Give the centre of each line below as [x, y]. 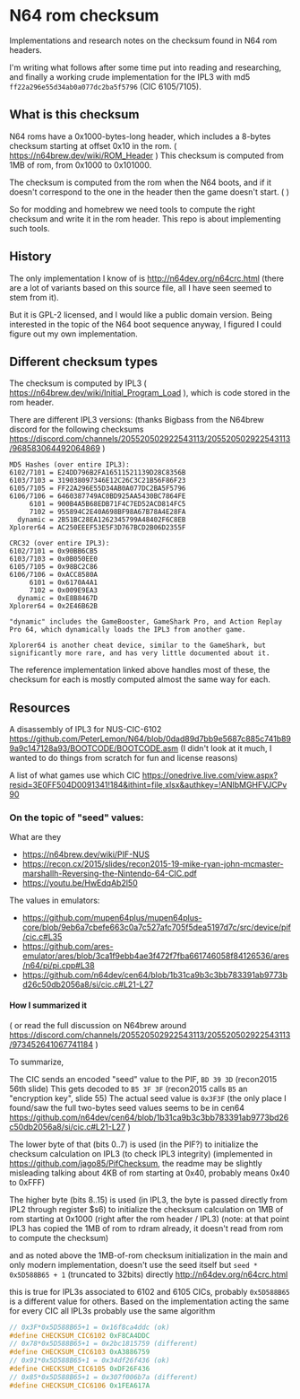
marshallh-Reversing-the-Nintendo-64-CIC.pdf [109, 874]
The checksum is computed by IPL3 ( [78, 383]
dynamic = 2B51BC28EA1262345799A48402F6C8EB [102, 520]
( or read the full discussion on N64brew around [98, 1025]
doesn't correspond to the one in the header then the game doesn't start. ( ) [149, 192]
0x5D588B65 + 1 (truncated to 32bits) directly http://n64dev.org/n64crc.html [149, 1274]
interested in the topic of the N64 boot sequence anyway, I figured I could [146, 324]
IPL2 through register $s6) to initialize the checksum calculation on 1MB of [146, 1209]
